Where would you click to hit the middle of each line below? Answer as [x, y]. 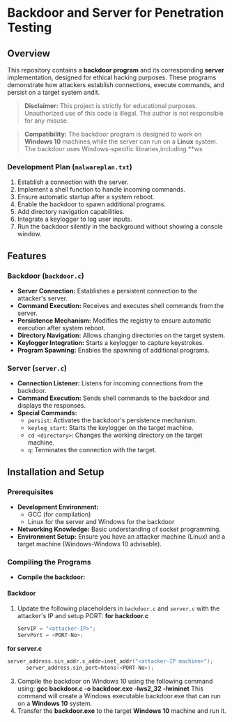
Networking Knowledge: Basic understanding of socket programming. [119, 529]
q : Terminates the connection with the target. [92, 450]
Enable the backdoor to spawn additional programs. [91, 204]
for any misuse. [46, 121]
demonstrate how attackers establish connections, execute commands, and [116, 85]
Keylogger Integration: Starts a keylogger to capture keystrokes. [110, 342]
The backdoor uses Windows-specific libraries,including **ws [114, 149]
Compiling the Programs [49, 562]
